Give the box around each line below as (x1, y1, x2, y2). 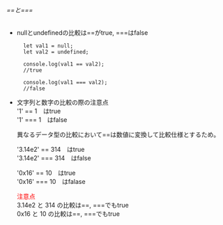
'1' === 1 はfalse (16, 116, 68, 124)
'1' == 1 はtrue (16, 107, 61, 116)
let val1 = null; (23, 42, 74, 49)
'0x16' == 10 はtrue (16, 169, 76, 177)
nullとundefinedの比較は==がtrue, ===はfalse (16, 29, 148, 37)
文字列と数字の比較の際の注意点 (16, 98, 109, 107)
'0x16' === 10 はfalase (16, 178, 86, 186)
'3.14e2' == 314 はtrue (16, 146, 85, 154)
